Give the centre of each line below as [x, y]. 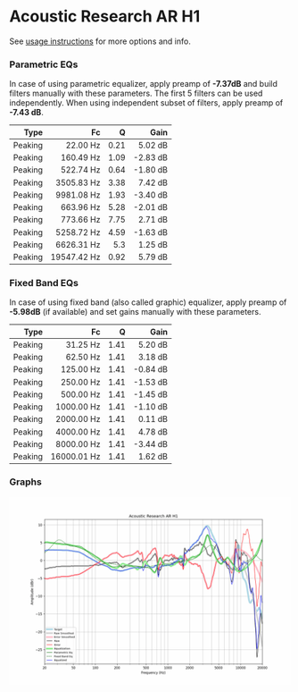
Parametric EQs [44, 64]
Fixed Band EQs [44, 283]
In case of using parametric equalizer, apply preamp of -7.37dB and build [144, 84]
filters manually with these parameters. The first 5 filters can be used [136, 93]
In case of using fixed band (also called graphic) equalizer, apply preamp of [148, 302]
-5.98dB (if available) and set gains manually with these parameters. [135, 312]
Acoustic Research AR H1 [105, 17]
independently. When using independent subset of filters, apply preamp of [146, 103]
